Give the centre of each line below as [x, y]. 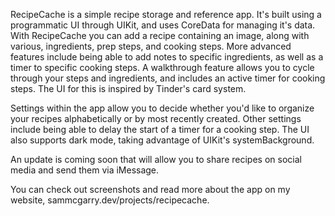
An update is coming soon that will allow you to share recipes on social [156, 159]
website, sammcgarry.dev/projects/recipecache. [110, 200]
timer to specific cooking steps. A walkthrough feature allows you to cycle [162, 67]
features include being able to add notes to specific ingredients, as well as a [167, 57]
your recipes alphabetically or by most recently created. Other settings [156, 118]
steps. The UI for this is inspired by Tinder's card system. [128, 88]
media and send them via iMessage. [85, 170]
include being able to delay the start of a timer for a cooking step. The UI [160, 129]
